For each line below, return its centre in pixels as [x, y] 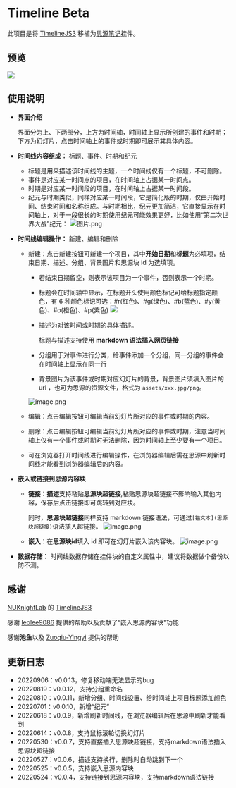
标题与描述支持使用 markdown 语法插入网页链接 [109, 340]
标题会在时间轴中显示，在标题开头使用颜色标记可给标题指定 [125, 292]
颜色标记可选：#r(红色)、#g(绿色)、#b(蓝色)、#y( [142, 301]
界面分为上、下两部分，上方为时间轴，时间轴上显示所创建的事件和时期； [122, 132]
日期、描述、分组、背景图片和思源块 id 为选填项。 [107, 262]
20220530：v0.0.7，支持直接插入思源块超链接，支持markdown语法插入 [122, 742]
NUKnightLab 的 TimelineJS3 [50, 608]
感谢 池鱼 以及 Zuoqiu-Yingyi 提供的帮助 [63, 638]
